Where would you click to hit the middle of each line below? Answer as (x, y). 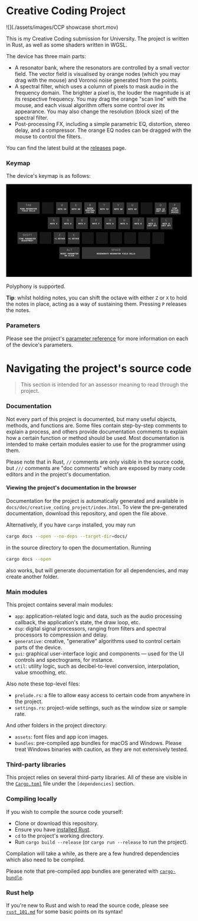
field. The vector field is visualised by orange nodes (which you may (98, 74)
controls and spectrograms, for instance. (64, 660)
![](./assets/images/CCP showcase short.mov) (62, 27)
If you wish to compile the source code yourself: (65, 811)
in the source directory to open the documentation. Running (79, 547)
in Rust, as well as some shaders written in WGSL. (67, 45)
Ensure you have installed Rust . (53, 829)
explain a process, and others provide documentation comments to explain (97, 432)
